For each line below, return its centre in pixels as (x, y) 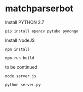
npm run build (20, 58)
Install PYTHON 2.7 (25, 22)
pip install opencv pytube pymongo (42, 31)
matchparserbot (39, 9)
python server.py (23, 85)
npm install (17, 49)
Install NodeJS (20, 40)
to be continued (21, 67)
